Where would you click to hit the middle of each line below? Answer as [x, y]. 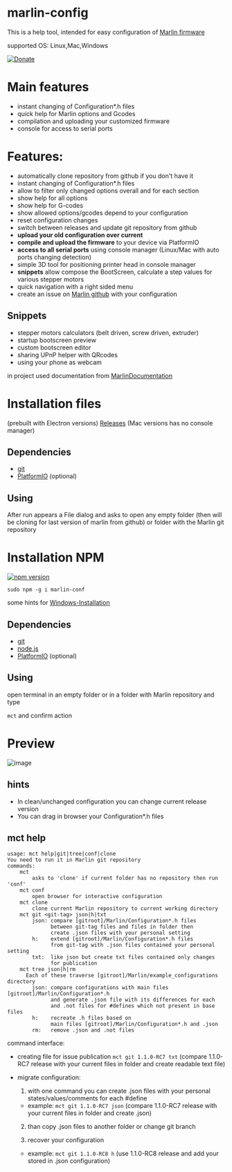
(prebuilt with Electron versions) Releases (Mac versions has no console [110, 423]
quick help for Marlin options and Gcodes [76, 113]
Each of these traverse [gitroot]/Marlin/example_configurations [122, 976]
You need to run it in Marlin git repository [74, 860]
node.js [28, 649]
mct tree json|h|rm [48, 970]
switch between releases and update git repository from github [107, 227]
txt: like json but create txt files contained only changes [124, 957]
